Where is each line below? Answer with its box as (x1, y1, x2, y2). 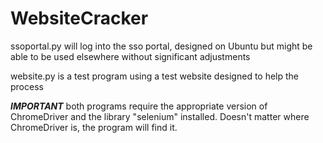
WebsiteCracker (10, 7, 149, 30)
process (10, 80, 44, 92)
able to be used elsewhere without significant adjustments (10, 50, 251, 62)
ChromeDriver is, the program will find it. (10, 121, 178, 133)
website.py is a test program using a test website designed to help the (10, 70, 300, 82)
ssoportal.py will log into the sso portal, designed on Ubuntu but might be (10, 40, 313, 52)
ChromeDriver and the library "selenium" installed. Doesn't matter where (10, 110, 310, 122)
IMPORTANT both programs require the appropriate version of (10, 100, 268, 112)
